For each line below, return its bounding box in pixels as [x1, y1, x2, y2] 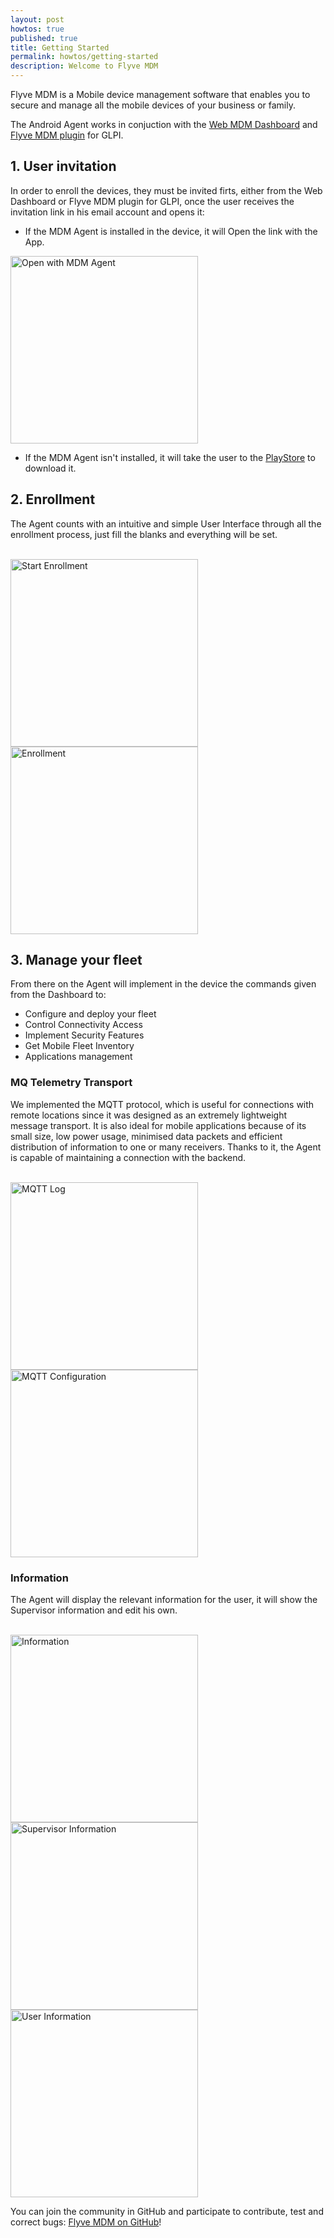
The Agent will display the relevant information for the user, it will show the [10, 1594, 318, 1606]
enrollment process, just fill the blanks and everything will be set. [10, 528, 278, 540]
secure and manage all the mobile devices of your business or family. [10, 99, 297, 111]
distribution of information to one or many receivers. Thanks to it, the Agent [10, 1141, 322, 1153]
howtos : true [10, 24, 65, 34]
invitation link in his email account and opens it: [10, 206, 205, 218]
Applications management [24, 1051, 133, 1063]
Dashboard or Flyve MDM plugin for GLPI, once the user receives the [10, 195, 295, 207]
